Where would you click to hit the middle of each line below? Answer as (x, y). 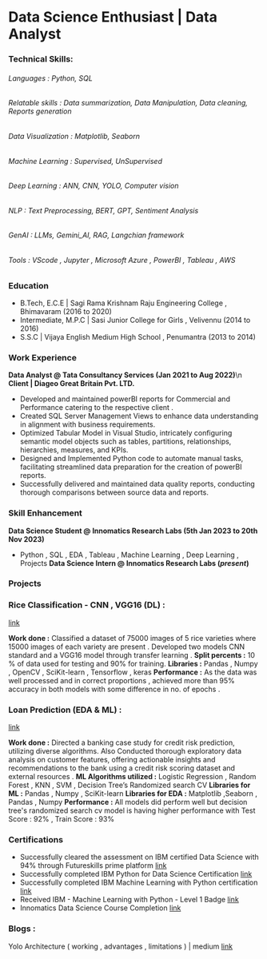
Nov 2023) (27, 539)
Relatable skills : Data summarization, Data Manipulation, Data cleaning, (128, 103)
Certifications (36, 839)
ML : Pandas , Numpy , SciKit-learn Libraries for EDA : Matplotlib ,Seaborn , (133, 794)
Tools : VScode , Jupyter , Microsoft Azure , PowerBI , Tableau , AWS (122, 260)
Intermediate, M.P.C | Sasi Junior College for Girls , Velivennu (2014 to (135, 320)
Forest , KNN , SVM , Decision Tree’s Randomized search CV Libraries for (130, 785)
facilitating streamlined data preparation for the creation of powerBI (131, 467)
